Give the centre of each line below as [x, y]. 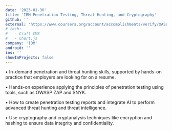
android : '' [18, 48]
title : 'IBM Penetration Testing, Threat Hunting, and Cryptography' [81, 15]
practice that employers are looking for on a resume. [61, 77]
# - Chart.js [21, 39]
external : [16, 24]
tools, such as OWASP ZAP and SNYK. [46, 93]
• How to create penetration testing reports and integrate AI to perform [80, 102]
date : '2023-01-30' [26, 10]
